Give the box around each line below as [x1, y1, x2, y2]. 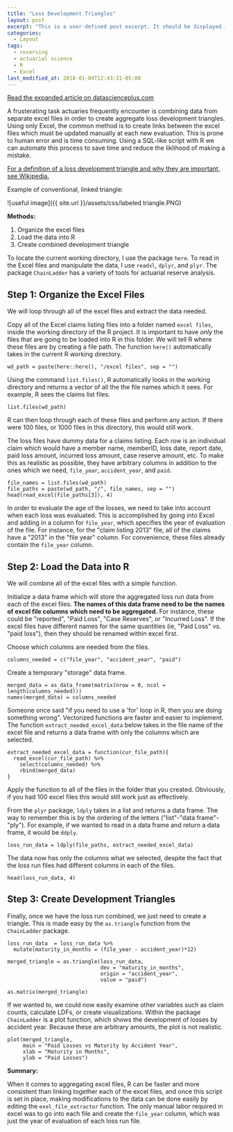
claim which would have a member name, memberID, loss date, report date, [7, 444, 223, 453]
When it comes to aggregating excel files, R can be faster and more [7, 1079, 200, 1088]
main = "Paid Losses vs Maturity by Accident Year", [22, 1042, 178, 1049]
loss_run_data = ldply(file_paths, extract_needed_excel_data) [7, 842, 194, 848]
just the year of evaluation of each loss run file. [7, 1117, 141, 1125]
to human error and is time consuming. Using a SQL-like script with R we [7, 137, 215, 145]
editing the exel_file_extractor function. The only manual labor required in [7, 1101, 223, 1110]
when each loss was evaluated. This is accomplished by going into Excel [7, 511, 215, 520]
